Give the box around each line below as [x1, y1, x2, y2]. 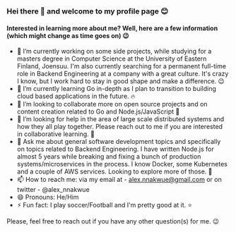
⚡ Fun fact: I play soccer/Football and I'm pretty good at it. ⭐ [16, 201, 192, 209]
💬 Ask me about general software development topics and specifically [16, 138, 221, 146]
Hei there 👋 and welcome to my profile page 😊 [6, 6, 169, 16]
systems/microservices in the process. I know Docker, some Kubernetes [16, 160, 228, 169]
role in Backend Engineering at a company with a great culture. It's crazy [16, 70, 229, 78]
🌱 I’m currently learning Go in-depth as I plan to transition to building [16, 85, 217, 93]
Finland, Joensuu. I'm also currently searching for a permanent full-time [16, 62, 227, 71]
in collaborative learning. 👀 [16, 130, 95, 138]
